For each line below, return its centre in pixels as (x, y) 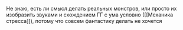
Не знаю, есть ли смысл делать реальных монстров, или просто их (91, 9)
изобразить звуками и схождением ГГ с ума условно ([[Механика (90, 15)
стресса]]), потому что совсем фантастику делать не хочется (84, 21)
